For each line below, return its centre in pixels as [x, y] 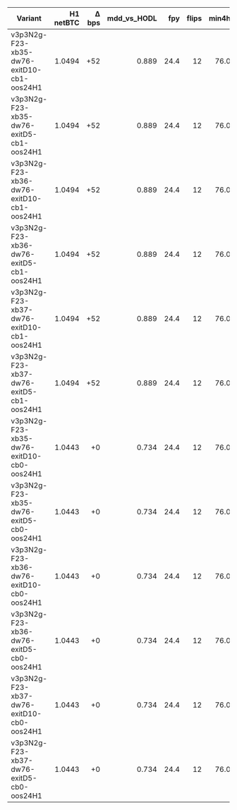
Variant [29, 18]
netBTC [67, 23]
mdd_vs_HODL [132, 18]
